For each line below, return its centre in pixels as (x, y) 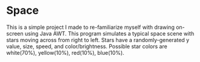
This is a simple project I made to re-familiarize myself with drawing (91, 27)
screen (15, 33)
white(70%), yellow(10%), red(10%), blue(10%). (65, 52)
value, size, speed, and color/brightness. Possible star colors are (87, 46)
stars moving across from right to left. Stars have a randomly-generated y (98, 40)
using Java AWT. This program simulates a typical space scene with (109, 33)
